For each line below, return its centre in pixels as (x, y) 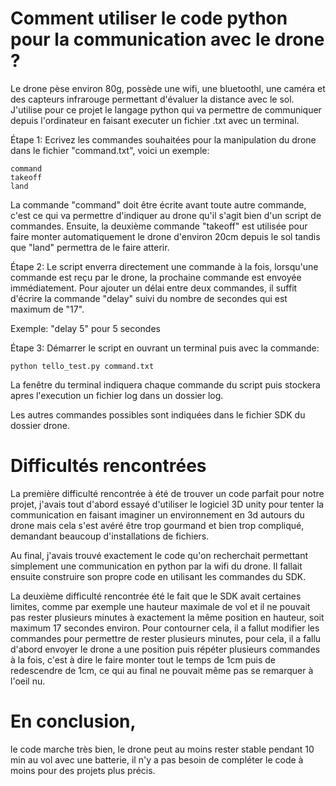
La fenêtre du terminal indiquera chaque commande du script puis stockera (165, 384)
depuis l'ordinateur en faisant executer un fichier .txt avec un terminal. (155, 120)
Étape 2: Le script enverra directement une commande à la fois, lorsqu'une (164, 266)
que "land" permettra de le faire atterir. (90, 247)
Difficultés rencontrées (108, 466)
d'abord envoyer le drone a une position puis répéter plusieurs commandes (165, 649)
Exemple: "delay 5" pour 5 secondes (85, 328)
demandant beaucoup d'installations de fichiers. (110, 536)
